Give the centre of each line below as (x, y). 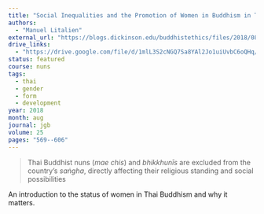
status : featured (37, 60)
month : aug (26, 118)
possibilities (47, 179)
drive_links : (29, 45)
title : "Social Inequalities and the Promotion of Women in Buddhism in (130, 15)
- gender (29, 89)
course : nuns (29, 67)
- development (38, 103)
